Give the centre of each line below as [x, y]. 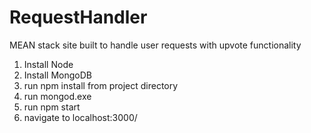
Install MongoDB [58, 75]
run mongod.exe [57, 96]
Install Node [48, 64]
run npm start [52, 107]
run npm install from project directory [101, 85]
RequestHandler [78, 17]
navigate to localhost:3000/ [80, 117]
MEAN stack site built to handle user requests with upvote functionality [155, 45]
